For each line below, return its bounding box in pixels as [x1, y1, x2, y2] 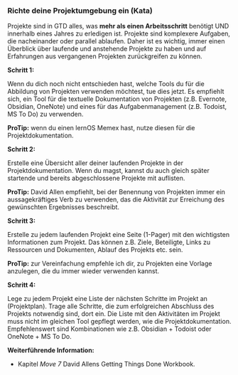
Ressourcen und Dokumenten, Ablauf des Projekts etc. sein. [7, 245, 183, 254]
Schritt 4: [7, 280, 36, 290]
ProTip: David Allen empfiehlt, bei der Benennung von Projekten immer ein [7, 188, 226, 196]
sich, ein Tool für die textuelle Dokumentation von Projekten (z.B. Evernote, [7, 95, 227, 103]
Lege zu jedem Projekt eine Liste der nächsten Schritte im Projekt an [7, 295, 208, 303]
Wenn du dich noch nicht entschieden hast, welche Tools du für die [7, 80, 205, 88]
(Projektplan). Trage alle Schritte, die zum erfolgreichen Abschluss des [7, 302, 215, 311]
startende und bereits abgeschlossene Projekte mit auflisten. [7, 174, 185, 183]
